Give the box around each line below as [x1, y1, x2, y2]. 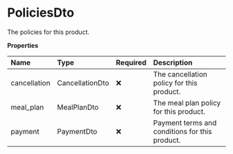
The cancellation [153, 69, 208, 79]
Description [153, 58, 193, 67]
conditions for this [153, 126, 212, 136]
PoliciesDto [7, 5, 75, 21]
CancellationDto [57, 78, 110, 87]
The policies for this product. [7, 28, 90, 36]
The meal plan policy [153, 98, 221, 108]
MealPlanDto [57, 102, 99, 112]
